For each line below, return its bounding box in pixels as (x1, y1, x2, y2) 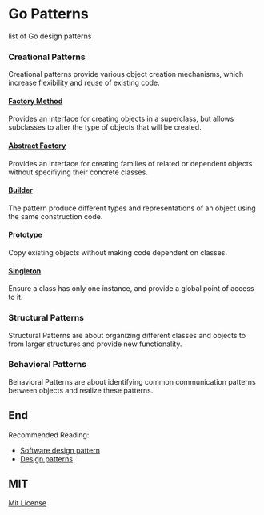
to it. (8, 293, 23, 302)
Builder (8, 186, 34, 195)
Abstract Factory (8, 141, 66, 150)
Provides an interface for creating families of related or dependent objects (8, 158, 253, 168)
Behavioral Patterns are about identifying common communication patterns (8, 377, 256, 386)
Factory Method (8, 96, 63, 106)
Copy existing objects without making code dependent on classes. (8, 248, 228, 257)
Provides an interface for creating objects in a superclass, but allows (8, 114, 234, 124)
